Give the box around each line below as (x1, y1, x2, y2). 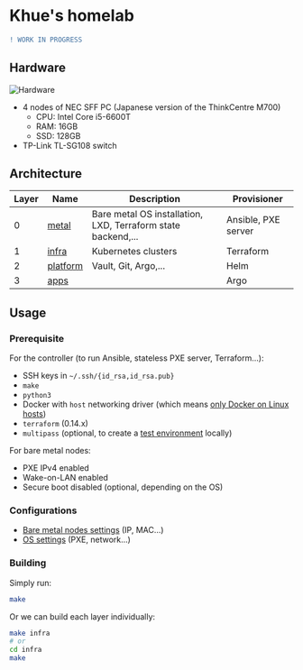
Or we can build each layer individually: (9, 610, 156, 622)
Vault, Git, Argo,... (91, 260, 165, 272)
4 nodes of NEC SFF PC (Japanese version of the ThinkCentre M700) (22, 101, 281, 113)
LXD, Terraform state (91, 219, 180, 232)
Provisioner (233, 193, 284, 206)
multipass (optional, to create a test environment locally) (22, 427, 233, 438)
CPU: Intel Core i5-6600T (35, 111, 132, 122)
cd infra (9, 646, 42, 655)
